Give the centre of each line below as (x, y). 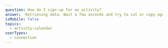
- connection (23, 38)
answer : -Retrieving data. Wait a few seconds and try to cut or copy (80, 14)
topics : (13, 24)
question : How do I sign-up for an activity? (53, 10)
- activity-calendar (31, 28)
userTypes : (16, 33)
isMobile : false (22, 19)
